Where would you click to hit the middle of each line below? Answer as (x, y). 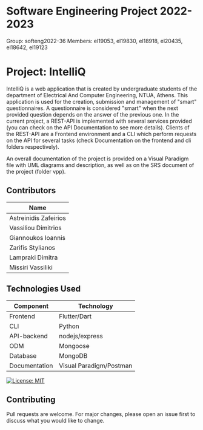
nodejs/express (81, 336)
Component (31, 306)
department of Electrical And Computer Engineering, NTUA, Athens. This (97, 95)
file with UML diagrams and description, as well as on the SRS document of (100, 165)
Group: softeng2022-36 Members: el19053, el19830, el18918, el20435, (95, 41)
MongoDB (73, 355)
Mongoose (74, 346)
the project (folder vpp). (36, 171)
